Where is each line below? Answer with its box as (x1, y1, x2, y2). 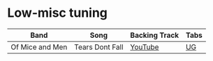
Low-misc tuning (7, 5, 108, 21)
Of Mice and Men (10, 42, 68, 52)
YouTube (130, 42, 159, 52)
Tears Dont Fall (74, 42, 124, 52)
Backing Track (130, 30, 179, 40)
